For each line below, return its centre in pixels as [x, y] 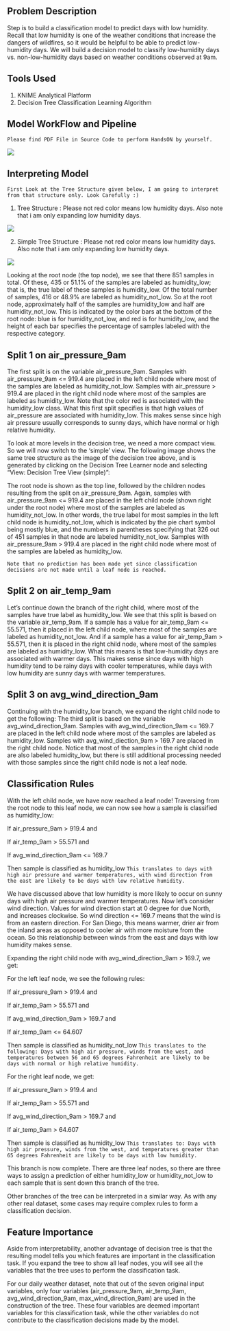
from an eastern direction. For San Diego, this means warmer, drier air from [113, 923]
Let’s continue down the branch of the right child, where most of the [103, 607]
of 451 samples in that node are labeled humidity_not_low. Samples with [108, 537]
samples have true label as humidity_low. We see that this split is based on [112, 614]
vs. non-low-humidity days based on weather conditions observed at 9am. [112, 57]
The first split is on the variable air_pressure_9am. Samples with [97, 372]
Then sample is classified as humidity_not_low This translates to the [107, 1045]
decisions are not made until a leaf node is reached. [87, 570]
